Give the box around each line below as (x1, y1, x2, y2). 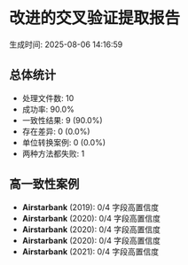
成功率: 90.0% (21, 104, 75, 114)
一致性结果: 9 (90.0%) (21, 114, 104, 125)
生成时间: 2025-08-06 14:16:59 (9, 39, 123, 50)
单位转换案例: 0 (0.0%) (21, 136, 106, 147)
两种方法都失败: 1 (21, 148, 85, 159)
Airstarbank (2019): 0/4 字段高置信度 (21, 201, 160, 213)
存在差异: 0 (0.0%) (21, 126, 90, 136)
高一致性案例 (9, 176, 80, 191)
